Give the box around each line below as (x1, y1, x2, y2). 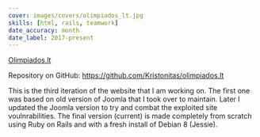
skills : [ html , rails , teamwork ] (8, 19, 119, 27)
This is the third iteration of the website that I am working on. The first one (8, 86, 250, 96)
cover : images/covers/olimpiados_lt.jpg (8, 11, 144, 20)
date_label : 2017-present (8, 33, 94, 42)
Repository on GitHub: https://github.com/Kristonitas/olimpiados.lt (8, 70, 224, 80)
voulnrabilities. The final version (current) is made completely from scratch (8, 112, 252, 121)
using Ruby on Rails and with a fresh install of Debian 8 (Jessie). (8, 120, 218, 129)
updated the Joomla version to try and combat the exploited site (8, 103, 218, 112)
